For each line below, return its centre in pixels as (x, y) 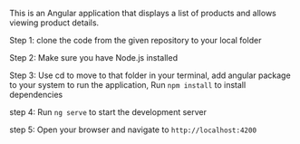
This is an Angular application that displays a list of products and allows (143, 13)
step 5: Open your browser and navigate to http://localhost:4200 (133, 130)
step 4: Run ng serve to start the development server (108, 112)
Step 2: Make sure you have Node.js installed (94, 58)
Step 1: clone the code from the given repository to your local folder (135, 40)
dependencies (36, 95)
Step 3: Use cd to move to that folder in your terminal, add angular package (150, 75)
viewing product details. (54, 23)
